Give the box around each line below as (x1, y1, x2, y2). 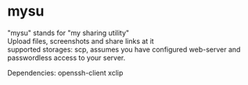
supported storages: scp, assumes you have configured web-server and (7, 44, 241, 54)
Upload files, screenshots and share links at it (7, 36, 154, 45)
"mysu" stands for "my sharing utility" (7, 28, 130, 37)
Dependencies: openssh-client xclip (7, 68, 124, 77)
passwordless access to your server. (7, 53, 126, 62)
